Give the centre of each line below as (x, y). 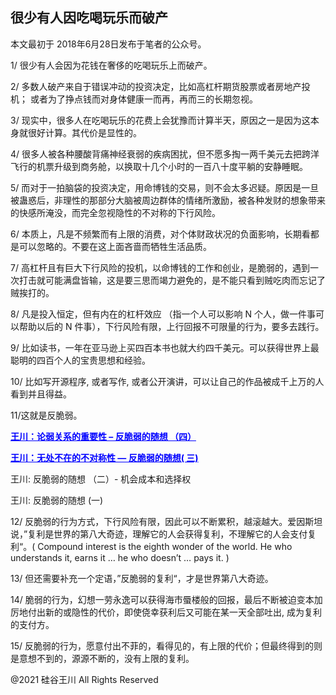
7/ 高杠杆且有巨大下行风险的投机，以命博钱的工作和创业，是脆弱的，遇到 (160, 267)
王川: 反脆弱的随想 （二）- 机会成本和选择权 (101, 479)
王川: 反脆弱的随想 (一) (57, 500)
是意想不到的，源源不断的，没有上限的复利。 (102, 658)
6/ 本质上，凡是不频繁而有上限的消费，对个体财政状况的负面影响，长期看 (160, 234)
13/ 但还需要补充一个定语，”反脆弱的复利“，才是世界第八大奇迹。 (142, 578)
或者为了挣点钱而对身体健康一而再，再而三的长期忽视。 (143, 99)
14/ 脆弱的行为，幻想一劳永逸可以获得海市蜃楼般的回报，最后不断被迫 (153, 599)
